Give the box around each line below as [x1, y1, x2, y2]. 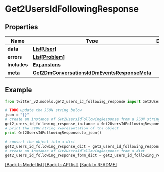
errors [7, 54, 22, 60]
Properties [5, 23, 38, 31]
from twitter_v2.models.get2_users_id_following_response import [5, 99, 141, 104]
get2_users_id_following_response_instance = [5, 121, 99, 127]
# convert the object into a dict [5, 139, 76, 144]
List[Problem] [32, 54, 65, 60]
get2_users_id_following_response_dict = [5, 144, 91, 149]
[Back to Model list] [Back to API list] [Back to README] [5, 162, 117, 168]
